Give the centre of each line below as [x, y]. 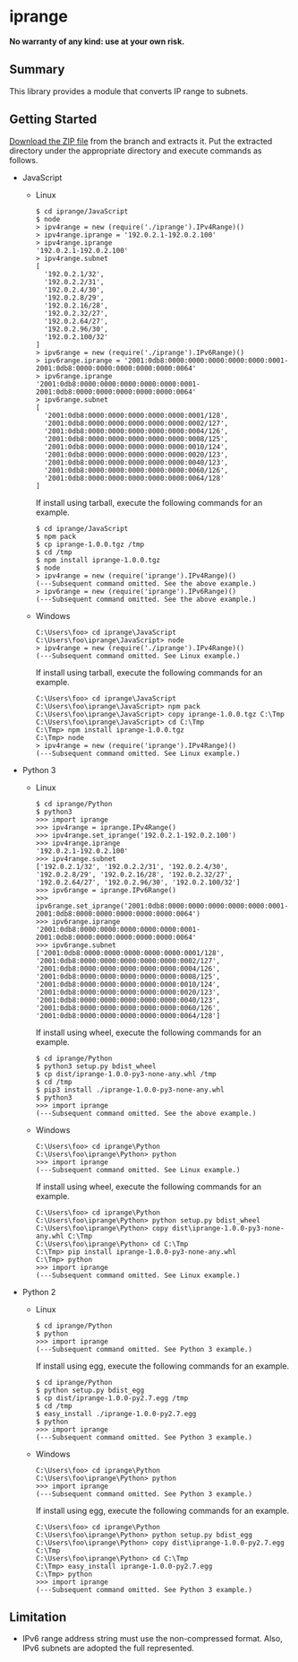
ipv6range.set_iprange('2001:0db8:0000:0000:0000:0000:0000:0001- [162, 906]
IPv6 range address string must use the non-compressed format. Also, [153, 1639]
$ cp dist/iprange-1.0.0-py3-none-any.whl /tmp [126, 1074]
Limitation [38, 1617]
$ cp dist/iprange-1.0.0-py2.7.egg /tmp [112, 1398]
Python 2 [39, 1292]
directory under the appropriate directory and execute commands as [136, 151]
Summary [37, 70]
